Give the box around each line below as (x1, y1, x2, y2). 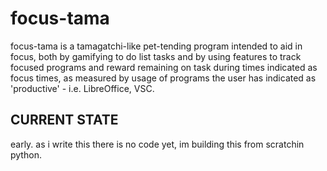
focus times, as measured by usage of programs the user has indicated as (10, 72, 317, 84)
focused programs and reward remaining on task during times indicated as (10, 61, 318, 73)
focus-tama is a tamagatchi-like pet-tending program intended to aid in (10, 40, 303, 52)
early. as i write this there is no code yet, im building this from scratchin (10, 138, 305, 150)
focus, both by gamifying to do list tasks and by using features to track (10, 50, 302, 62)
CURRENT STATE (10, 112, 119, 129)
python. (10, 148, 42, 161)
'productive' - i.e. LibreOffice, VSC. (10, 82, 155, 94)
